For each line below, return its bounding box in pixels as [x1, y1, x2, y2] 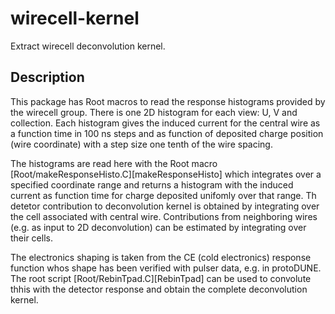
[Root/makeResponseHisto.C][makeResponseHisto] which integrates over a [10, 168, 322, 180]
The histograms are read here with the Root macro [10, 157, 218, 169]
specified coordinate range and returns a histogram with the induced [10, 178, 294, 191]
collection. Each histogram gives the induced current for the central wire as [10, 117, 321, 129]
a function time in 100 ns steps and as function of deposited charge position [10, 127, 324, 139]
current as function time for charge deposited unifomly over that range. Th [10, 189, 317, 201]
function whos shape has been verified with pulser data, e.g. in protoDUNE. [10, 262, 322, 274]
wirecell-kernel [10, 7, 140, 30]
